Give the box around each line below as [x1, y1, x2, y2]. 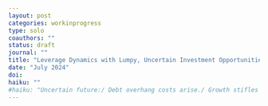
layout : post [8, 11, 52, 20]
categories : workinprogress [8, 19, 102, 27]
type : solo [8, 26, 45, 34]
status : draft [8, 41, 56, 49]
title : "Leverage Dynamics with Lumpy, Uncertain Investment [8, 57, 216, 65]
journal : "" [8, 49, 48, 57]
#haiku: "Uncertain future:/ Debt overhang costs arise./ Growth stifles [8, 85, 259, 94]
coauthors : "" [8, 33, 56, 42]
